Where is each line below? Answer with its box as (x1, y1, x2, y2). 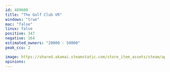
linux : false (5, 26, 33, 31)
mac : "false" (5, 21, 33, 27)
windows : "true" (5, 17, 39, 22)
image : (5, 54, 19, 59)
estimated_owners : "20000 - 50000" (5, 41, 80, 46)
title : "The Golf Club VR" (5, 12, 62, 17)
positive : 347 (5, 31, 35, 36)
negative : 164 (5, 36, 35, 41)
